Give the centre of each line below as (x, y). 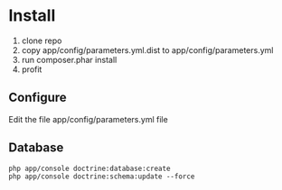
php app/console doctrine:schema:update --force (102, 176)
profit (32, 69)
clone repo (42, 41)
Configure (38, 98)
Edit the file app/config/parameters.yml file (88, 119)
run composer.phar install (69, 59)
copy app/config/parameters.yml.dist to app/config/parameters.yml (147, 50)
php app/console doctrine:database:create (89, 168)
